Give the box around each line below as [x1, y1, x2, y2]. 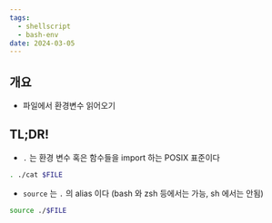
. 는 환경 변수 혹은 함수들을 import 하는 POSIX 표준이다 [22, 151, 220, 163]
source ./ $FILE [9, 206, 67, 215]
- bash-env [17, 30, 59, 39]
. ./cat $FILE [9, 170, 64, 179]
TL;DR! [9, 127, 50, 142]
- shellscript [17, 22, 71, 31]
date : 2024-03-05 [9, 38, 76, 48]
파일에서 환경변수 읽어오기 [22, 101, 116, 111]
